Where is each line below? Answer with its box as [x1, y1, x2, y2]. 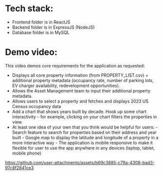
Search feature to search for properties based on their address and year [12, 129, 157, 135]
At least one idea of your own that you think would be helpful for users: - [12, 124, 158, 130]
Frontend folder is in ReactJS [12, 19, 71, 25]
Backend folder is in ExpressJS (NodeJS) [12, 24, 95, 30]
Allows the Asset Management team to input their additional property [12, 87, 151, 93]
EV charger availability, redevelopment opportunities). [12, 83, 120, 88]
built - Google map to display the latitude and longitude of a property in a [12, 134, 159, 140]
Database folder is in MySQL [12, 29, 70, 35]
